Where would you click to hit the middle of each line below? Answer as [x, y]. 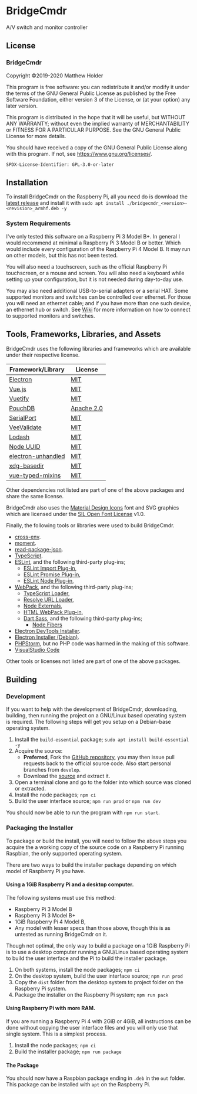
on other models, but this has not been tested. [62, 255]
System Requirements [39, 224]
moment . [25, 543]
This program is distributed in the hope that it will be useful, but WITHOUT [96, 117]
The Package [23, 1065]
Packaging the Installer [40, 828]
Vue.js [18, 389]
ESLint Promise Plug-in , [52, 574]
